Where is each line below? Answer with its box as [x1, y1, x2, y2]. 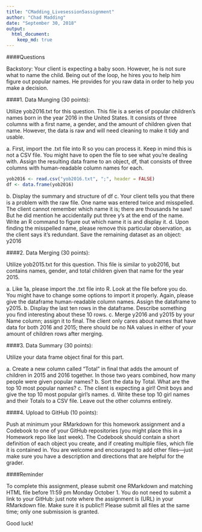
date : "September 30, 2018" [6, 20, 77, 26]
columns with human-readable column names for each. [6, 164, 144, 171]
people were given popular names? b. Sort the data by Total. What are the [6, 378, 190, 385]
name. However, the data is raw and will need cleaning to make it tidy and [6, 127, 189, 134]
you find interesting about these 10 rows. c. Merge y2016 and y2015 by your [6, 311, 195, 318]
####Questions [6, 54, 45, 60]
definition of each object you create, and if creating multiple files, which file [6, 440, 194, 447]
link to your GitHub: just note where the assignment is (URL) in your [6, 495, 174, 502]
